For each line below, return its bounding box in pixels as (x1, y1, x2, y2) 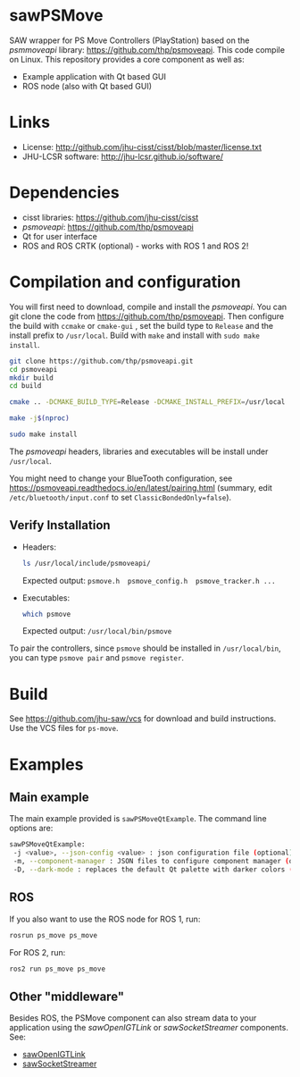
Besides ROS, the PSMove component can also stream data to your (9, 1013, 257, 1023)
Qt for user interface (21, 231, 98, 241)
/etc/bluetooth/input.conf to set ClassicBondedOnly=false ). (9, 492, 232, 502)
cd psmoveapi (9, 365, 58, 374)
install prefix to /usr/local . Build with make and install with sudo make (9, 330, 261, 341)
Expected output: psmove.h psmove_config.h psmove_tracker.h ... (21, 575, 276, 585)
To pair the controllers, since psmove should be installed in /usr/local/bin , (9, 643, 281, 653)
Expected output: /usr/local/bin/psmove (21, 626, 172, 636)
